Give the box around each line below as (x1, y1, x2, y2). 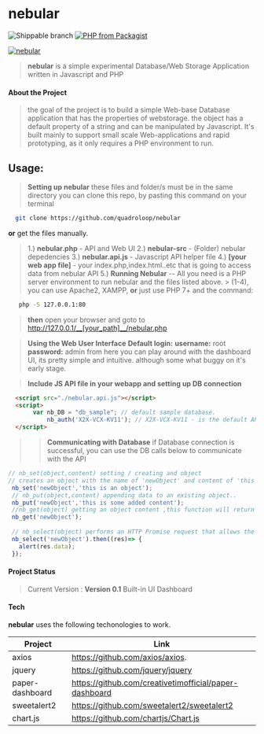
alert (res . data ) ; (18, 542, 76, 551)
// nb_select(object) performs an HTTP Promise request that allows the (11, 528, 255, 536)
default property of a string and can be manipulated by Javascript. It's (27, 122, 255, 131)
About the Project (8, 87, 68, 97)
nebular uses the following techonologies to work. (8, 619, 171, 629)
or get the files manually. (8, 228, 89, 238)
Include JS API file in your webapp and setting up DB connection (27, 378, 242, 388)
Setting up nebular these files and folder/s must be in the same (27, 182, 233, 191)
